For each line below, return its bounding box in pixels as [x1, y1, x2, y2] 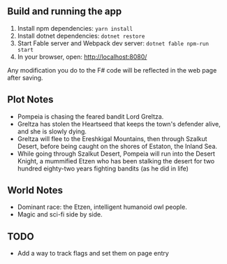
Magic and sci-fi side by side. [17, 210, 103, 219]
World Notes [7, 184, 64, 196]
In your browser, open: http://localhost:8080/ [17, 52, 147, 61]
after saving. [7, 73, 43, 82]
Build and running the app [7, 6, 122, 17]
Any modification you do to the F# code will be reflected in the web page [7, 66, 217, 74]
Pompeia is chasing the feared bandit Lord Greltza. [17, 112, 164, 121]
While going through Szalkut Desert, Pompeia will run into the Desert [17, 149, 215, 158]
